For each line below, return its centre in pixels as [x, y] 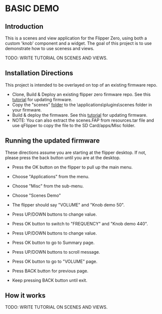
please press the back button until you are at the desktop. [63, 157]
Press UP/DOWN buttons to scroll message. [56, 252]
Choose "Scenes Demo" [36, 195]
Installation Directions [39, 73]
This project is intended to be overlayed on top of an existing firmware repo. [81, 85]
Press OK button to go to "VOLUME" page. [55, 261]
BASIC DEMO [32, 9]
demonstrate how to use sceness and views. [50, 48]
